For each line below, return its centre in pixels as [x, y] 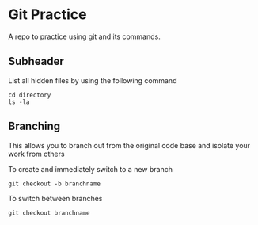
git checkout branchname [49, 213]
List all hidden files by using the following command [93, 80]
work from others [36, 154]
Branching [34, 126]
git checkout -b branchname [55, 184]
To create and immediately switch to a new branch [90, 169]
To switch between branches [55, 198]
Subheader [36, 61]
